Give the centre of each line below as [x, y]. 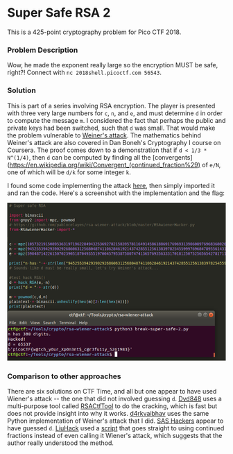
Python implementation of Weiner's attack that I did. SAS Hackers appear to [115, 421]
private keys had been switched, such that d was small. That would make [111, 128]
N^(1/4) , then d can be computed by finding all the [79, 157]
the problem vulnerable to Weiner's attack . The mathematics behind [104, 135]
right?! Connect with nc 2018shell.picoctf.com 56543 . [84, 73]
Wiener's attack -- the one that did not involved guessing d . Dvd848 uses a [114, 399]
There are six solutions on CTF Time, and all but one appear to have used [112, 392]
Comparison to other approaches [64, 376]
